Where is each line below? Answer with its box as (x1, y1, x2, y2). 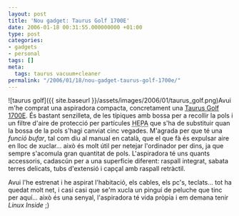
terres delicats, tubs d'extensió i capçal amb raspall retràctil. (8, 165, 185, 173)
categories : (8, 37, 44, 44)
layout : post (8, 10, 47, 18)
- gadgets (8, 43, 38, 51)
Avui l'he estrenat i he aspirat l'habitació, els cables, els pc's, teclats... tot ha (8, 178, 233, 187)
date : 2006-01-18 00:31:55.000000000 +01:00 (8, 24, 143, 31)
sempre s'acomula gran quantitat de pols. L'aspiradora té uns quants (8, 149, 210, 158)
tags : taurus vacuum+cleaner (14, 70, 101, 77)
